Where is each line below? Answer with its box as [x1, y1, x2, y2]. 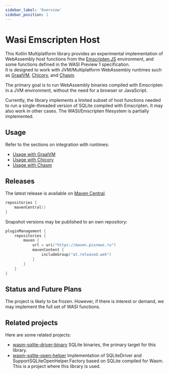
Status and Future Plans [5, 285, 82, 293]
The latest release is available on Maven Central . [5, 191, 106, 197]
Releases [5, 177, 35, 185]
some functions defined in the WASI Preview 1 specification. [5, 61, 130, 67]
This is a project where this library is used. [12, 363, 101, 369]
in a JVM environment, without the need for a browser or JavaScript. [5, 87, 148, 94]
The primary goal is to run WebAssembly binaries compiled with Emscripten [5, 82, 163, 88]
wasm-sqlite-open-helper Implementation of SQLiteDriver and [12, 353, 142, 359]
